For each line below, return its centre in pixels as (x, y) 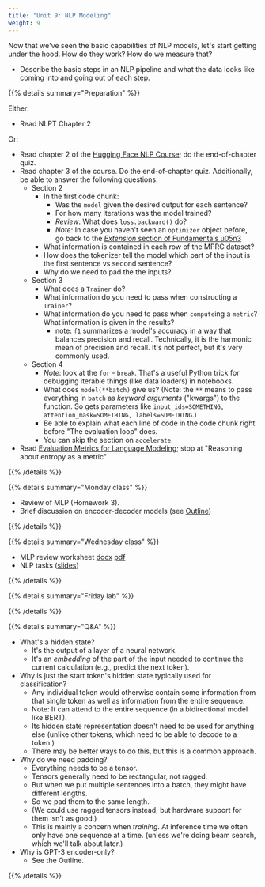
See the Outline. (58, 860)
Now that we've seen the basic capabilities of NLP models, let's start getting (132, 45)
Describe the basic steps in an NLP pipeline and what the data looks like (137, 69)
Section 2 (47, 187)
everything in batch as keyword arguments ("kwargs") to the (142, 398)
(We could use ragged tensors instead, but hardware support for (136, 810)
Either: (19, 108)
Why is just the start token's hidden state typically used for (115, 675)
